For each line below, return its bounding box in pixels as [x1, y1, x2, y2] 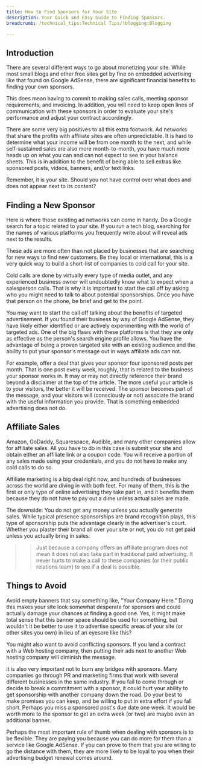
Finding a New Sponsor [6, 200, 95, 211]
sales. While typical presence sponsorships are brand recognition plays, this [6, 512, 196, 520]
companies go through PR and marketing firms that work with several [6, 671, 178, 679]
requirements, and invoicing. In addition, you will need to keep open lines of [6, 101, 194, 109]
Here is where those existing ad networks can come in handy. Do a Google [6, 216, 192, 223]
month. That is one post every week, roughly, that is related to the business [6, 366, 194, 373]
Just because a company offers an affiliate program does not [36, 544, 188, 551]
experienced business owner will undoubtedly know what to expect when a [6, 278, 194, 285]
